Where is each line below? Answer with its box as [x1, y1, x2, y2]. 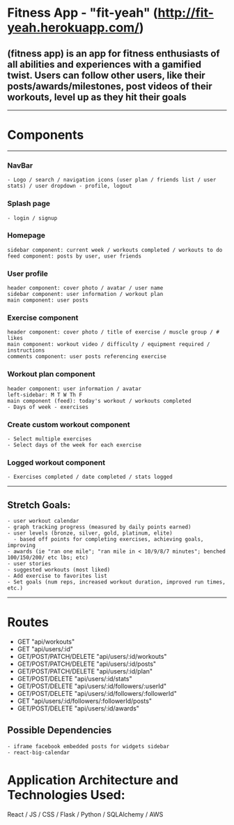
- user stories [7, 560, 52, 567]
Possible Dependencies [7, 724, 112, 736]
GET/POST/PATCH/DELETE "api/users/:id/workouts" [17, 653, 167, 661]
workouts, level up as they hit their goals [7, 91, 187, 103]
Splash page [7, 199, 51, 209]
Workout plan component [7, 369, 95, 379]
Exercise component [7, 313, 79, 322]
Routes [7, 614, 49, 630]
